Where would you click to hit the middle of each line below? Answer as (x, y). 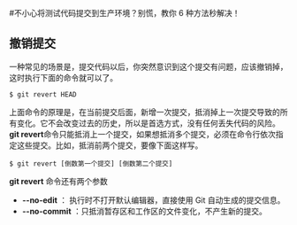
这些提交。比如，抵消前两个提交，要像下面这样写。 (110, 145)
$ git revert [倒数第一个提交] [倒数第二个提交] (91, 163)
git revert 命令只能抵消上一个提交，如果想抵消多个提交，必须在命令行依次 (143, 134)
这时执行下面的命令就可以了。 (63, 77)
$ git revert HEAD (43, 94)
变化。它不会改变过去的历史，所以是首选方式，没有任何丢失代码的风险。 (148, 123)
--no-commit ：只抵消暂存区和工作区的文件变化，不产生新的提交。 (144, 211)
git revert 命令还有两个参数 (59, 181)
